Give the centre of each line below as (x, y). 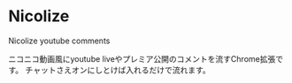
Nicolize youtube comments (59, 41)
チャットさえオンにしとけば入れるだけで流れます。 (118, 70)
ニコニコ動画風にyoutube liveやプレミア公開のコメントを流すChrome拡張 (142, 58)
